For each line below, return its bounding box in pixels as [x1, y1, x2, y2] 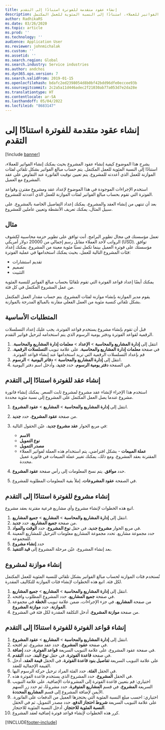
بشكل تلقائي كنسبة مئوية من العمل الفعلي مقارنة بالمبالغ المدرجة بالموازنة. [5, 299, 141, 304]
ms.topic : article [5, 26, 43, 31]
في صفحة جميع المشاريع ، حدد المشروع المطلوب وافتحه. [12, 594, 115, 599]
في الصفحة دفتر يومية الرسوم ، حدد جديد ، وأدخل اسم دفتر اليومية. [12, 362, 132, 367]
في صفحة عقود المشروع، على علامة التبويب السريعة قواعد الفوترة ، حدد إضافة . [12, 647, 156, 653]
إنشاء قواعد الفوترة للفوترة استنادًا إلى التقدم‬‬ [5, 624, 126, 632]
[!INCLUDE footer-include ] [5, 719, 57, 725]
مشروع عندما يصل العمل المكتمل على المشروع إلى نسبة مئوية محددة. [5, 395, 134, 400]
